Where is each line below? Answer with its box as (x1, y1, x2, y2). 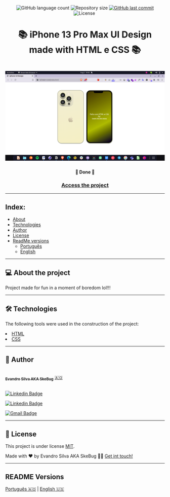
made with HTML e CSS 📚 (29, 44, 141, 56)
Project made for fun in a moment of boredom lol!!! (5, 285, 111, 291)
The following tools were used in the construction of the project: (5, 321, 139, 327)
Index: (5, 203, 26, 211)
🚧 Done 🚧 (75, 169, 95, 175)
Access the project (61, 182, 109, 189)
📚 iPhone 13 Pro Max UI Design (18, 29, 152, 41)
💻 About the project (5, 269, 70, 277)
